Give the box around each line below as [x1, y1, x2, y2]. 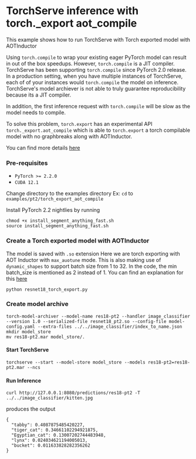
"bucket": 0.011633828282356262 [11, 443, 91, 448]
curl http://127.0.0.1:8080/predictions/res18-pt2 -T [6, 390, 141, 396]
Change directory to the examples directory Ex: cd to [6, 190, 133, 197]
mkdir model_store [6, 328, 51, 335]
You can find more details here [6, 144, 80, 151]
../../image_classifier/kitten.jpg [6, 395, 93, 401]
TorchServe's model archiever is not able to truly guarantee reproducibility [6, 85, 186, 92]
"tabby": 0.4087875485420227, [11, 422, 85, 428]
